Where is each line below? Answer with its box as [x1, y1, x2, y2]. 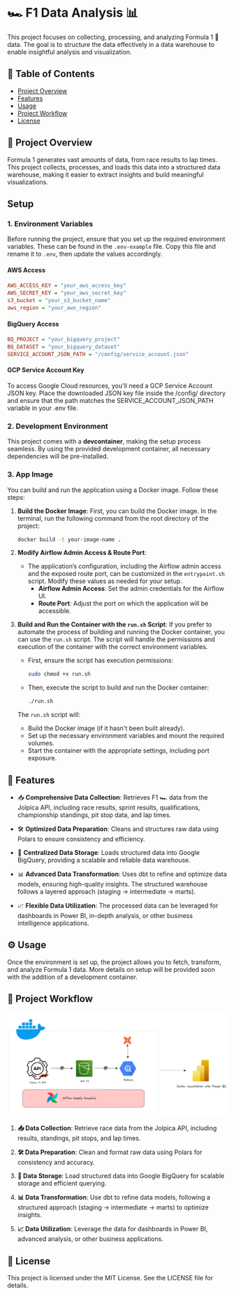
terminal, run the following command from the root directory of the [17, 514, 209, 522]
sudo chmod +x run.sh [27, 671, 91, 678]
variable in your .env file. [7, 404, 78, 412]
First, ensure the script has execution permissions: [27, 656, 173, 665]
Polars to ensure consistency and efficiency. [17, 835, 145, 844]
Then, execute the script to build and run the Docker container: [27, 683, 210, 692]
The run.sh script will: [17, 711, 81, 719]
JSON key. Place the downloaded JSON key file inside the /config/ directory [7, 389, 226, 397]
